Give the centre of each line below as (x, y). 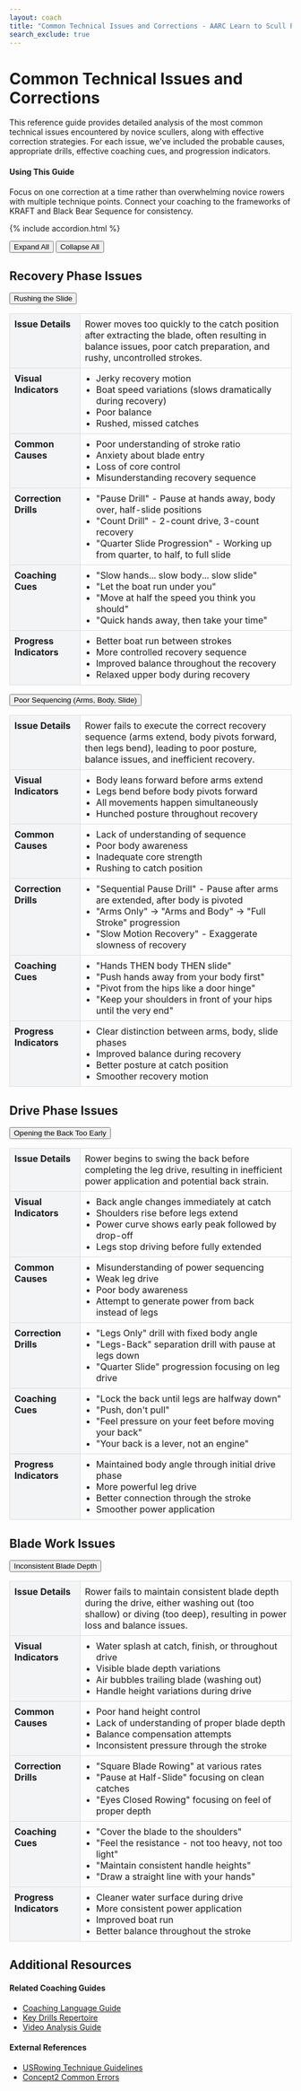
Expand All (31, 246)
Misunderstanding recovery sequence (176, 478)
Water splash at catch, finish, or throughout (186, 1646)
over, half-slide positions (149, 510)
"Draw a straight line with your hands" (176, 1877)
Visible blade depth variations (158, 1668)
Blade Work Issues (62, 1543)
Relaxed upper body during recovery (173, 675)
